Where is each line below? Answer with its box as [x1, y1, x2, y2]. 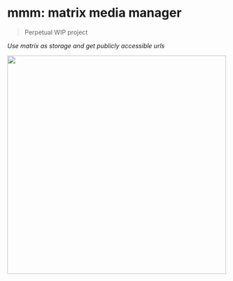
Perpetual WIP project [24, 28, 88, 36]
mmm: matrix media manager [7, 5, 182, 21]
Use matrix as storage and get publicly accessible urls [7, 41, 165, 50]
